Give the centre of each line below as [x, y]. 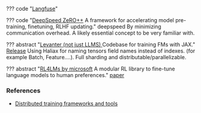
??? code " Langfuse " [32, 9]
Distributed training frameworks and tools [66, 103]
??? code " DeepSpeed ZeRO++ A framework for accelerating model [90, 20]
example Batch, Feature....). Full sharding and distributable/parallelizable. [96, 57]
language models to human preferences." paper [65, 75]
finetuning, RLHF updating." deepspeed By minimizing [95, 27]
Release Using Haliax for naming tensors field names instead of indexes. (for [101, 51]
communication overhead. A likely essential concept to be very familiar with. [100, 33]
